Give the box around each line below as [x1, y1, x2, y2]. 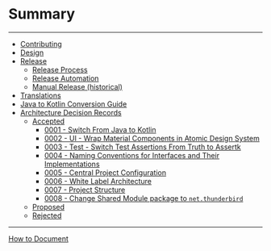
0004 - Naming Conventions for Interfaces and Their [44, 150, 220, 160]
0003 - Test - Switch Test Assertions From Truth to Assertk [44, 142, 241, 152]
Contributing [19, 39, 62, 48]
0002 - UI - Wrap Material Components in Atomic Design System [44, 133, 260, 143]
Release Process [31, 65, 88, 74]
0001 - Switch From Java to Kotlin [44, 124, 156, 134]
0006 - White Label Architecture [44, 176, 152, 186]
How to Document [8, 233, 69, 243]
